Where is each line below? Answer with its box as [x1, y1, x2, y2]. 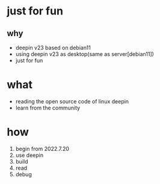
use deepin [15, 152, 44, 159]
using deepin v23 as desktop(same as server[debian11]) [15, 51, 154, 58]
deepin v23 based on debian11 [15, 44, 91, 51]
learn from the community [15, 104, 81, 111]
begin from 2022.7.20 [15, 145, 70, 152]
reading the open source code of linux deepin [15, 97, 129, 105]
